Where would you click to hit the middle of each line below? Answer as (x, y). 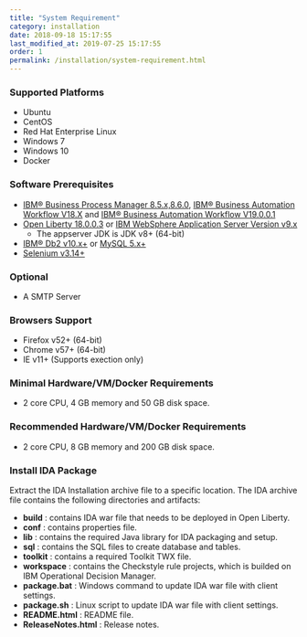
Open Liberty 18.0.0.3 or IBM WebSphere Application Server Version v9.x (160, 224)
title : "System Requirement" (65, 18)
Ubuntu (37, 112)
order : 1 (26, 52)
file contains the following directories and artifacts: (105, 500)
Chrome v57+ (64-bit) (64, 350)
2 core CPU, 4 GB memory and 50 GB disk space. (116, 403)
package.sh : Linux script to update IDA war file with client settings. (150, 605)
